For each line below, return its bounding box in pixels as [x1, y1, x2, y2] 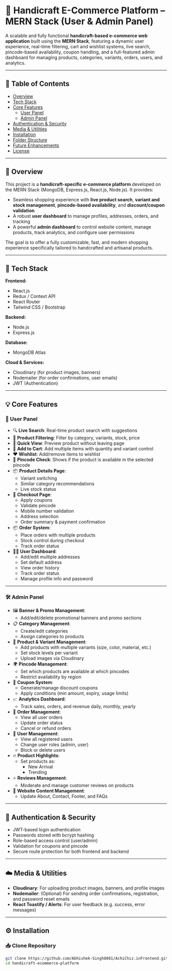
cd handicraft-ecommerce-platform [5, 960, 79, 966]
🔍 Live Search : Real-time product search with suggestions [12, 427, 138, 433]
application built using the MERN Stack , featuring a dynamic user [5, 38, 144, 44]
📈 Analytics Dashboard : [12, 696, 66, 702]
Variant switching [20, 475, 57, 482]
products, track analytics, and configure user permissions [12, 229, 135, 235]
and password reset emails [12, 896, 70, 902]
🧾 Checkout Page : [12, 491, 52, 498]
